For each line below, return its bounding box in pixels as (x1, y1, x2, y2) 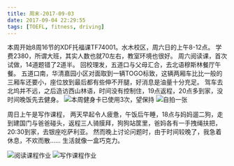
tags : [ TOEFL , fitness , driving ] (7, 23, 105, 30)
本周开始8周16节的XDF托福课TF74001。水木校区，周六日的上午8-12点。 (7, 43, 214, 52)
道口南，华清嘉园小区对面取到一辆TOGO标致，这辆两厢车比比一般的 (27, 69, 223, 77)
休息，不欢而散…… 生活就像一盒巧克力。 (7, 137, 124, 145)
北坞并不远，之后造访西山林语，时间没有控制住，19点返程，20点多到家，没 (7, 86, 224, 95)
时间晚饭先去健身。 (7, 96, 63, 104)
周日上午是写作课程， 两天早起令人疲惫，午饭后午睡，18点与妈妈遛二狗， (7, 110, 218, 119)
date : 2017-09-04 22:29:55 (7, 17, 86, 24)
